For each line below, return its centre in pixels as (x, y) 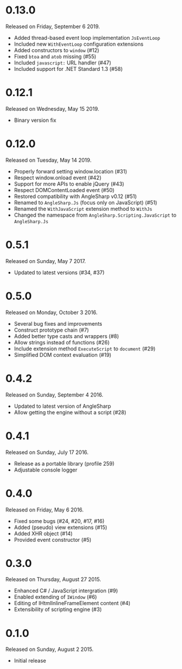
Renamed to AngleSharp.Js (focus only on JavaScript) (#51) (85, 202)
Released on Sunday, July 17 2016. (47, 452)
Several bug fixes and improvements (58, 323)
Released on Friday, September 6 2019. (53, 26)
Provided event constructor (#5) (53, 540)
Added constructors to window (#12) (56, 50)
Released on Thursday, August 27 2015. (54, 579)
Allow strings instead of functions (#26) (62, 342)
